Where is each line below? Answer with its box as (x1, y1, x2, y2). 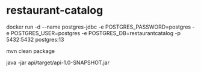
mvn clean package (6, 47, 55, 54)
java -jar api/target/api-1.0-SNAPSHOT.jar (6, 59, 110, 66)
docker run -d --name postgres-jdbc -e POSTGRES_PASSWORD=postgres (6, 23, 191, 30)
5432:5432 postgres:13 (6, 36, 64, 43)
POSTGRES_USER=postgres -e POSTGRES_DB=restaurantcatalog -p (11, 29, 181, 36)
